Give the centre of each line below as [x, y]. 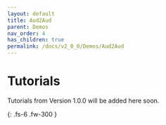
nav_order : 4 [26, 33]
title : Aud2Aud [30, 20]
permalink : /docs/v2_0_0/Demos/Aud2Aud [66, 46]
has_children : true [36, 40]
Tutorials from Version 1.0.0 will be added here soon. [83, 100]
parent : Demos [28, 27]
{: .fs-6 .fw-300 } [32, 114]
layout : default [31, 14]
